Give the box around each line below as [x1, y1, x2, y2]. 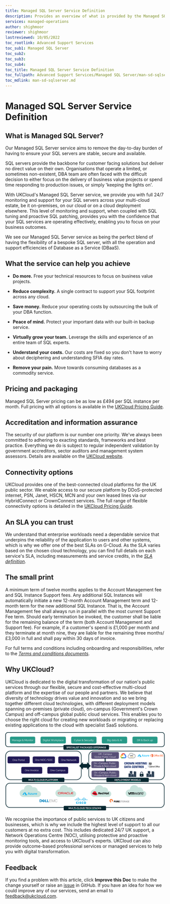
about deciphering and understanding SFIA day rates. [12, 354, 125, 360]
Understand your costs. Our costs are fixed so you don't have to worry [12, 349, 162, 355]
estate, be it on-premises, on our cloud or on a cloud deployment [5, 202, 141, 208]
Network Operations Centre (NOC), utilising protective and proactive [5, 832, 148, 838]
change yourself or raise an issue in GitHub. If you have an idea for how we [5, 882, 162, 888]
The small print [5, 573, 54, 582]
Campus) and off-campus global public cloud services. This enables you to [5, 711, 162, 717]
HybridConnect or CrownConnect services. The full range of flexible [5, 498, 148, 504]
